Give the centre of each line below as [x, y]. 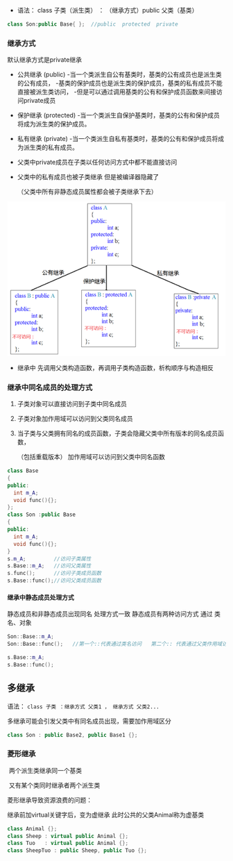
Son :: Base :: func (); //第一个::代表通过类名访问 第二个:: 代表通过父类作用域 [115, 644]
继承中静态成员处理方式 [41, 597]
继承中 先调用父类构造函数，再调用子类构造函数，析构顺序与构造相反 [115, 367]
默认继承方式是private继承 [44, 60]
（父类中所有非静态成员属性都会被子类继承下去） [87, 192]
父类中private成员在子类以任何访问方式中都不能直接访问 [97, 162]
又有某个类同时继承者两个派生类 [54, 785]
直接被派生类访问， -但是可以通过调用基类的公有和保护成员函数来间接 [117, 92]
